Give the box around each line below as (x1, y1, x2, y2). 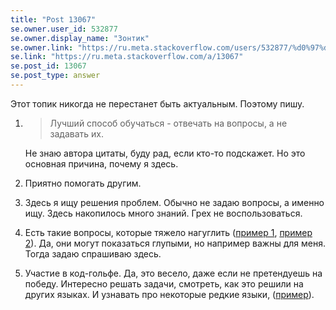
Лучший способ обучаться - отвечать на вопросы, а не (49, 117, 288, 129)
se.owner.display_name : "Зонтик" (10, 33, 150, 43)
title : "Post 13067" (10, 14, 97, 25)
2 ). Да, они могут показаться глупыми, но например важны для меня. (24, 237, 326, 249)
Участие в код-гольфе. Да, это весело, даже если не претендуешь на (24, 267, 323, 279)
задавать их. (49, 127, 105, 140)
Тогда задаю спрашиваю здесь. (24, 247, 162, 260)
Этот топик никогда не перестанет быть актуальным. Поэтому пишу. (10, 97, 305, 110)
